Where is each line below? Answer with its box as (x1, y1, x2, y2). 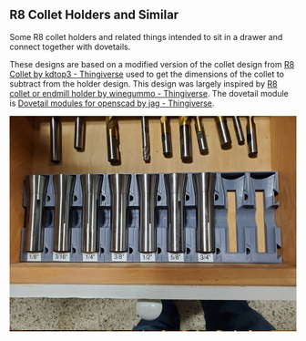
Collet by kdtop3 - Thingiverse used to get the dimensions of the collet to (9, 68, 285, 79)
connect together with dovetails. (9, 41, 131, 52)
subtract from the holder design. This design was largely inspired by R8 (9, 77, 278, 89)
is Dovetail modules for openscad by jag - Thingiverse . (9, 98, 215, 108)
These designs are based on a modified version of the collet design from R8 (9, 58, 295, 69)
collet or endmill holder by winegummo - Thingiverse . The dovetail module (9, 88, 290, 98)
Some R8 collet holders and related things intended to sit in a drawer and (9, 31, 283, 42)
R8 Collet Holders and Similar (9, 7, 179, 23)
